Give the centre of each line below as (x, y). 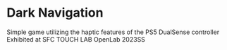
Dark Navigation (55, 13)
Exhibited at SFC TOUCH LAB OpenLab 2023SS (76, 39)
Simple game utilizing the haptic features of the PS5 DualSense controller (113, 32)
